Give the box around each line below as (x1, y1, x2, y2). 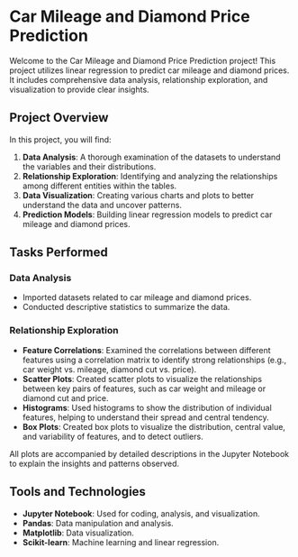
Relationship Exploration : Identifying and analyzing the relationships (22, 170, 278, 181)
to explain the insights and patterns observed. (9, 458, 180, 469)
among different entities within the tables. (22, 180, 177, 191)
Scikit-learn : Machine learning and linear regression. (22, 536, 220, 547)
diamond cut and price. (22, 392, 110, 403)
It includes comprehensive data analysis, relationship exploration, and (9, 74, 268, 85)
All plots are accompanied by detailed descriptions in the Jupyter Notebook (9, 448, 290, 459)
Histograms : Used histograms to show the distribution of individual (22, 402, 272, 413)
